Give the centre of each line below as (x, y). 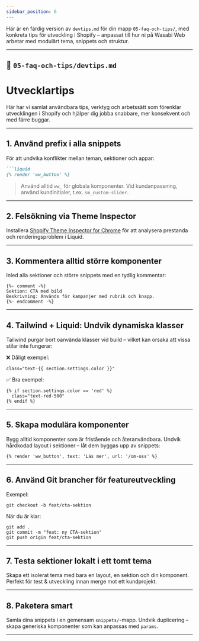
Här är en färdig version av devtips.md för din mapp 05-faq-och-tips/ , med (98, 28)
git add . (18, 527)
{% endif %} (21, 401)
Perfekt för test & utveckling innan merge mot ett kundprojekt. (81, 582)
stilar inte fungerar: (29, 346)
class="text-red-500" (38, 396)
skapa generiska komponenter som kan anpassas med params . (82, 626)
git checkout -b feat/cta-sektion (49, 505)
